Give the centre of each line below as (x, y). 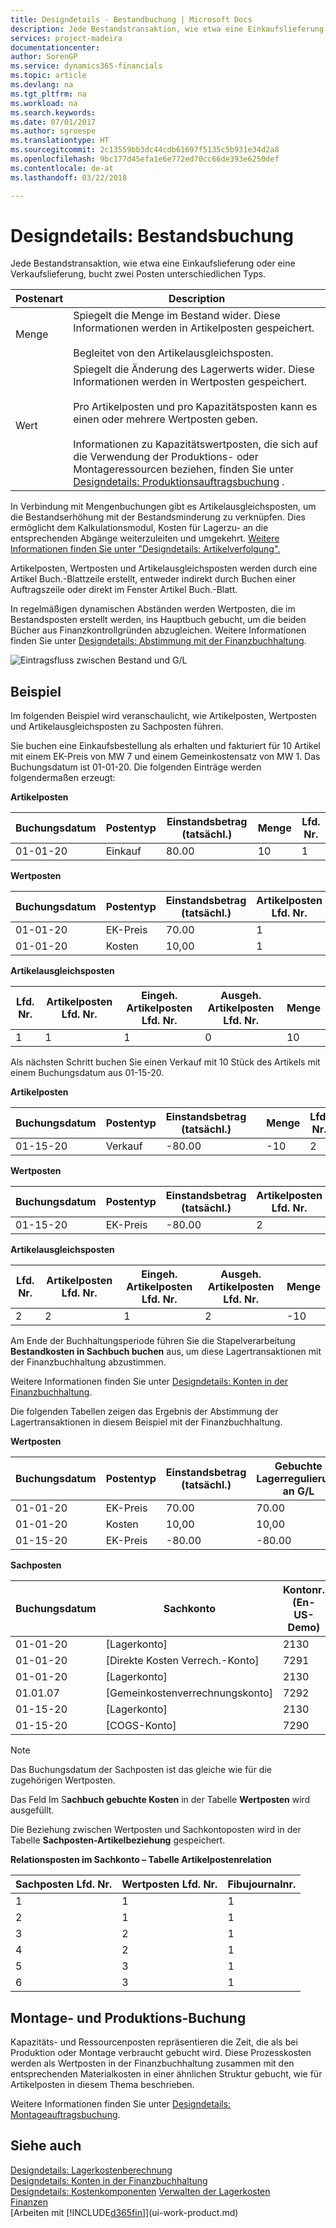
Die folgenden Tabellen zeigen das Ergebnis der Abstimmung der (144, 1412)
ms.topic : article (48, 76)
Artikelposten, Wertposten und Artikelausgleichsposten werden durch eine (164, 568)
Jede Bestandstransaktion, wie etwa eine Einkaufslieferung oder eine (153, 263)
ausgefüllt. (32, 1810)
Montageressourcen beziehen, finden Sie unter (184, 469)
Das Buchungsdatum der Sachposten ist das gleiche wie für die (141, 1770)
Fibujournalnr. (262, 1884)
